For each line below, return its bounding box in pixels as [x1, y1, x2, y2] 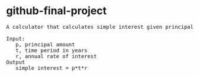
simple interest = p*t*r [15, 65, 88, 71]
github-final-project [6, 4, 107, 18]
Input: [6, 35, 25, 42]
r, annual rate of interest [15, 53, 97, 59]
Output [6, 59, 25, 65]
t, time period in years [15, 47, 88, 53]
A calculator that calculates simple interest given [6, 24, 163, 30]
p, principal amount [15, 41, 75, 48]
